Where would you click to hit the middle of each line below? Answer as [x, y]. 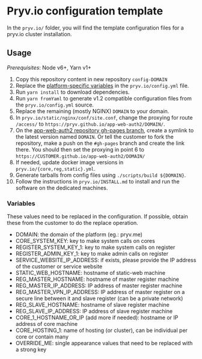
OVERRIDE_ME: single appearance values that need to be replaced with [104, 343]
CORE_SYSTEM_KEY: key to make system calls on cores [85, 241]
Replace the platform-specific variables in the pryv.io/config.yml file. [102, 85]
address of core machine [46, 324]
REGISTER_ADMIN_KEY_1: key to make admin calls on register [92, 254]
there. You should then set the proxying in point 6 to [80, 149]
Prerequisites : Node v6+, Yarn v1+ [49, 67]
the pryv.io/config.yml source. [54, 105]
